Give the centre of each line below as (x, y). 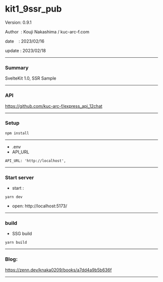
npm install (17, 133)
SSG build (22, 233)
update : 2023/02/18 (25, 50)
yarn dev (14, 197)
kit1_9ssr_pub (33, 9)
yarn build (16, 243)
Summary (17, 67)
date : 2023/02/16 (25, 41)
